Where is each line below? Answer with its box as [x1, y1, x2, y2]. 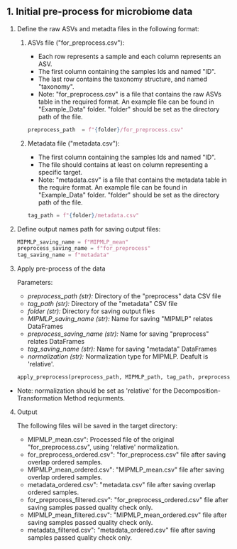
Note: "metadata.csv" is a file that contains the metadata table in [38, 175, 228, 184]
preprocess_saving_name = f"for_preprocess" [16, 245, 151, 252]
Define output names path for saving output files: [16, 224, 161, 233]
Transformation [16, 394, 62, 403]
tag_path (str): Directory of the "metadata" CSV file [27, 300, 178, 308]
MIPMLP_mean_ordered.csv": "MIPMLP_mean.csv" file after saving [27, 465, 225, 474]
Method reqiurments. [63, 394, 126, 403]
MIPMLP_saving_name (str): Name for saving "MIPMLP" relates [27, 315, 214, 323]
